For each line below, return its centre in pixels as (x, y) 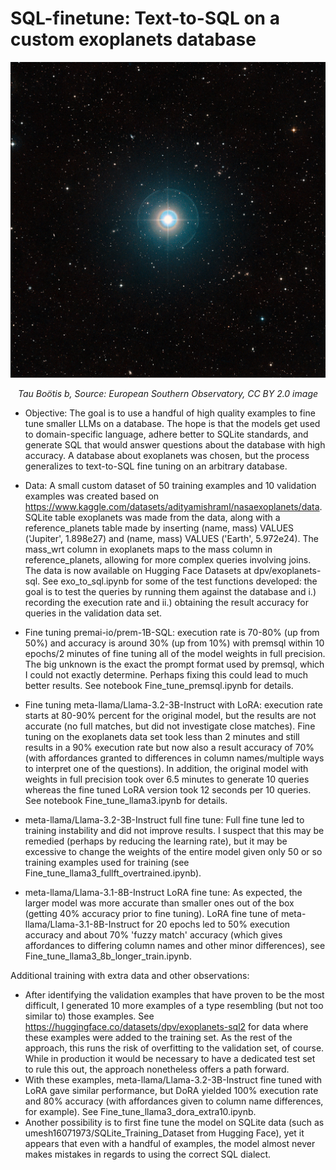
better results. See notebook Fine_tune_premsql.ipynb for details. (159, 686)
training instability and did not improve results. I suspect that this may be (174, 831)
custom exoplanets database (133, 39)
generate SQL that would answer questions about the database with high (175, 445)
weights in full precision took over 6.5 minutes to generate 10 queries (167, 779)
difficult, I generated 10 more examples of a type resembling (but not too (174, 1006)
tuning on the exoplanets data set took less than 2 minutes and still (162, 737)
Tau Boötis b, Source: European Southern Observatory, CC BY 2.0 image (168, 394)
